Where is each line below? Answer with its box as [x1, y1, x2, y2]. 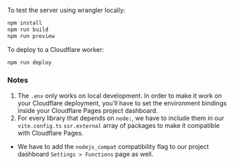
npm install [7, 20, 42, 27]
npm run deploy [7, 59, 52, 66]
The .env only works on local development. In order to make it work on [17, 91, 223, 100]
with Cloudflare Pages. [17, 128, 84, 137]
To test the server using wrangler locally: [7, 6, 126, 14]
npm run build [7, 26, 49, 33]
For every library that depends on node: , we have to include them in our [17, 114, 225, 122]
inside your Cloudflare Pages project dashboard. [17, 106, 158, 114]
